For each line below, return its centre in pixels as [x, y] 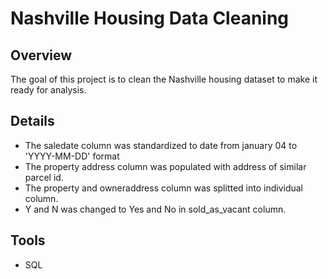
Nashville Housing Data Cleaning [150, 18]
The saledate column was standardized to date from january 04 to [161, 145]
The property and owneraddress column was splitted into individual [164, 188]
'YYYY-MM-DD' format [72, 156]
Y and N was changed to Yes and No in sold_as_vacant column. [155, 209]
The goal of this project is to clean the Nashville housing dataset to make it [164, 79]
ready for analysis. [48, 90]
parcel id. [44, 177]
